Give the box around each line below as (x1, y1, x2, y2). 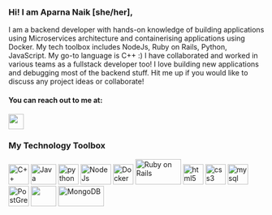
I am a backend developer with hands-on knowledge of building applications (8, 25, 265, 35)
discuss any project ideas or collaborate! (8, 76, 145, 87)
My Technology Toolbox (8, 140, 106, 152)
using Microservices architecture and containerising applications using (8, 33, 245, 43)
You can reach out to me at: (8, 95, 103, 105)
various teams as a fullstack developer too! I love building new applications (8, 59, 260, 69)
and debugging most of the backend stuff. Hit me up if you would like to (8, 68, 248, 78)
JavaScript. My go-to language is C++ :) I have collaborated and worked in (8, 51, 258, 61)
